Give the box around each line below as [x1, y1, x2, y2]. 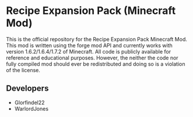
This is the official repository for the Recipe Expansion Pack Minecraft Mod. [6, 36, 188, 42]
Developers [6, 83, 49, 94]
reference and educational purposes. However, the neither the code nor [6, 54, 179, 61]
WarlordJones [14, 105, 48, 112]
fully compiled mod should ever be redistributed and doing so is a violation [6, 60, 185, 68]
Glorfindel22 [14, 99, 45, 106]
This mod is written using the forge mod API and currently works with [6, 42, 173, 49]
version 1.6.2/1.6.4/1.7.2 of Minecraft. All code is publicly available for [6, 48, 171, 55]
